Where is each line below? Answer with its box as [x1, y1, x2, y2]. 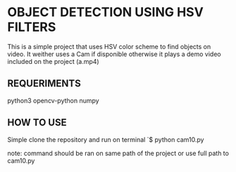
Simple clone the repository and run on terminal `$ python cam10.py [7, 135, 204, 144]
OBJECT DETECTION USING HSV [7, 4, 204, 20]
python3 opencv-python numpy [7, 96, 100, 105]
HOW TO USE [7, 117, 67, 128]
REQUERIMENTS [7, 78, 81, 90]
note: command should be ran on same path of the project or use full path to [7, 149, 229, 157]
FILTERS [7, 19, 56, 35]
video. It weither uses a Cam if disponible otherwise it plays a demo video [7, 50, 222, 58]
